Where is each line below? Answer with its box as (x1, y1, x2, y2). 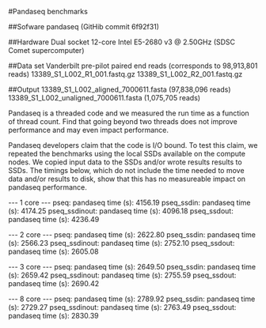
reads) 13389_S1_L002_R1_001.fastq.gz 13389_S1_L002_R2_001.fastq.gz (8, 70, 243, 78)
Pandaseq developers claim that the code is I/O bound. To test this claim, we (8, 141, 258, 149)
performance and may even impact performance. (8, 126, 169, 134)
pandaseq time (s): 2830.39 (8, 311, 99, 320)
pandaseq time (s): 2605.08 (8, 247, 99, 256)
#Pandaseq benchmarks (8, 7, 89, 16)
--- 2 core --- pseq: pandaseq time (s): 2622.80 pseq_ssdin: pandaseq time (8, 230, 256, 239)
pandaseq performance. (8, 183, 87, 192)
